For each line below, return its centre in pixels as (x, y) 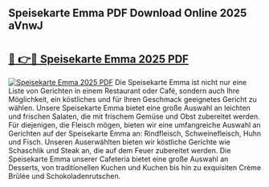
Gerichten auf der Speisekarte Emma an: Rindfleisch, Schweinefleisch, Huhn (135, 133)
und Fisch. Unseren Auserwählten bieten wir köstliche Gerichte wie (120, 142)
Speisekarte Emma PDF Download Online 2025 (128, 13)
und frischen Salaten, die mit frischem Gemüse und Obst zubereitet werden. (134, 116)
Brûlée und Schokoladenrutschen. (65, 176)
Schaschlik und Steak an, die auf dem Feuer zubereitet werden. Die (120, 150)
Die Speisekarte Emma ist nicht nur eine (181, 82)
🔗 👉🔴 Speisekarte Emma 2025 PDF (98, 59)
